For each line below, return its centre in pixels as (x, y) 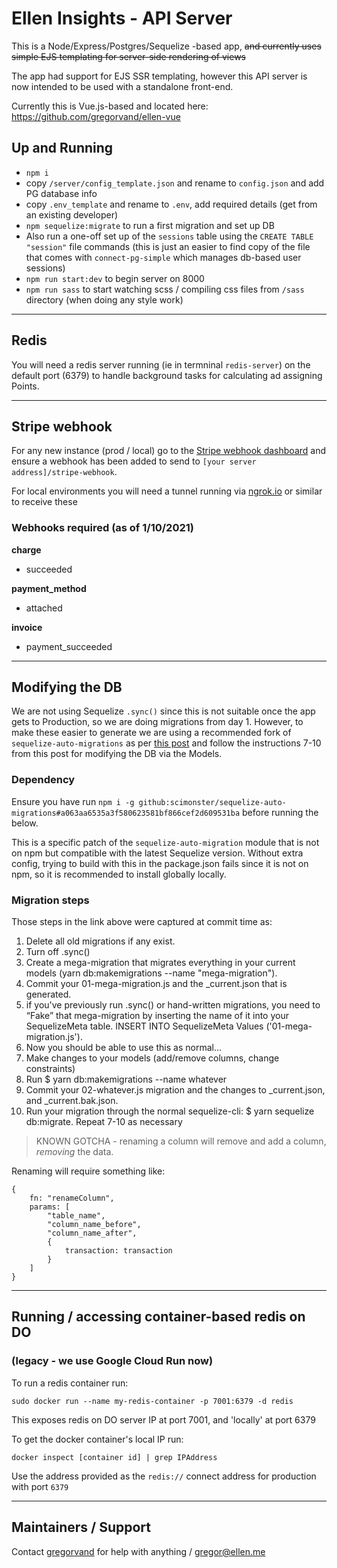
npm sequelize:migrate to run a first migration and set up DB (150, 225)
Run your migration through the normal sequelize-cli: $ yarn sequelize (170, 1111)
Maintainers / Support (81, 1527)
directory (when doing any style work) (104, 299)
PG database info (61, 193)
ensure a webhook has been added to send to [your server (134, 461)
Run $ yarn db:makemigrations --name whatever (126, 1079)
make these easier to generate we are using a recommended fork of (151, 733)
